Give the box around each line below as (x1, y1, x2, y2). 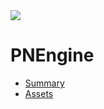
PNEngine (10, 44, 95, 67)
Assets (24, 87, 54, 99)
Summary (24, 77, 65, 89)
